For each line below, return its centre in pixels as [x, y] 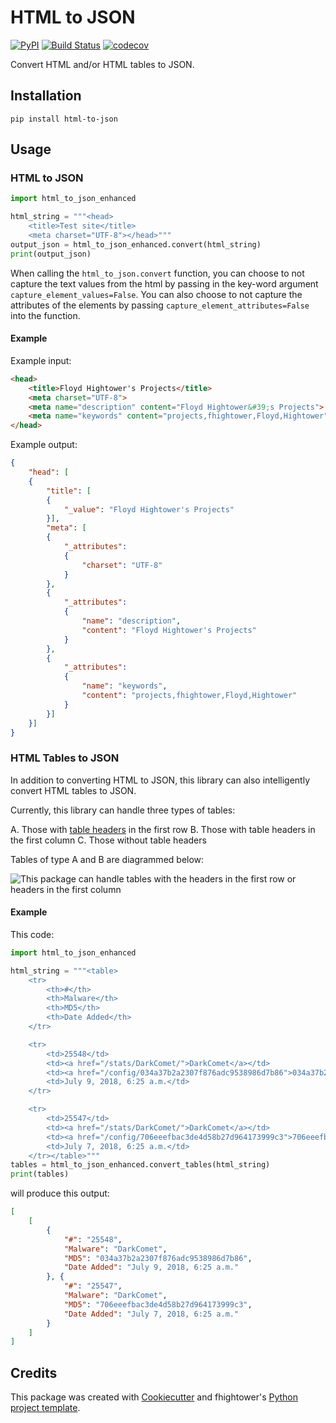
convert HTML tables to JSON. [73, 790]
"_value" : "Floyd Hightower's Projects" [149, 509]
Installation [46, 96]
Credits [34, 1372]
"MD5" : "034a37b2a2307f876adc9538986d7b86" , [158, 1258]
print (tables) [40, 1174]
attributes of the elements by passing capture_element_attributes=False [160, 305]
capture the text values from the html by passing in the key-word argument [164, 283]
